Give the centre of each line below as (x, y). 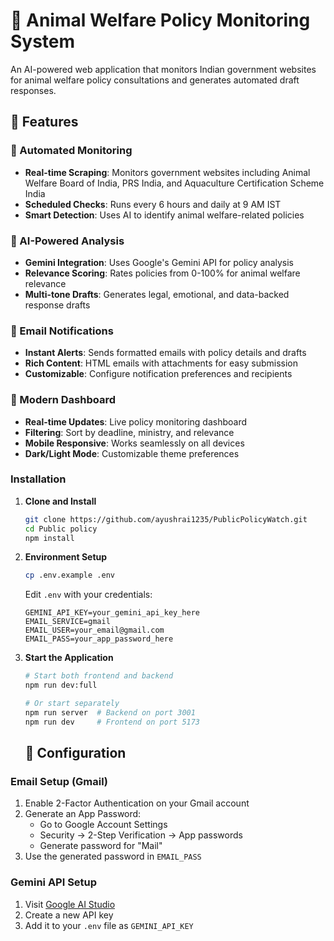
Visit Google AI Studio (70, 904)
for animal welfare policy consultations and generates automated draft (155, 80)
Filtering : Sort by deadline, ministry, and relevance (129, 432)
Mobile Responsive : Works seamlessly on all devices (134, 443)
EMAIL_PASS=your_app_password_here (99, 639)
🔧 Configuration (75, 753)
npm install (49, 538)
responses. (33, 90)
